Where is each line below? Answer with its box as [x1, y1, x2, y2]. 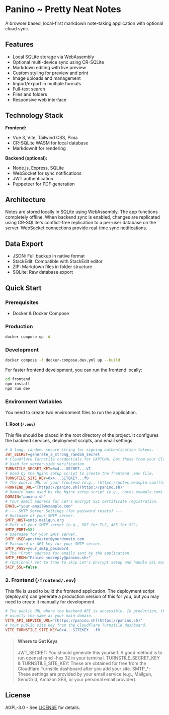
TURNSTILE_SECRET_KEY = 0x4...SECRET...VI [5, 466, 92, 471]
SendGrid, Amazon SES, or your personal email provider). [17, 676, 137, 682]
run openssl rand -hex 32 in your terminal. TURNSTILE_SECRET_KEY [17, 655, 160, 661]
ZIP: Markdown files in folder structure [12, 264, 93, 270]
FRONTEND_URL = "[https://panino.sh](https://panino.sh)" [5, 485, 125, 490]
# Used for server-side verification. [5, 461, 87, 467]
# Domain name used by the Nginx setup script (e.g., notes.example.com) [5, 490, 163, 495]
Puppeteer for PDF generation [12, 181, 75, 187]
